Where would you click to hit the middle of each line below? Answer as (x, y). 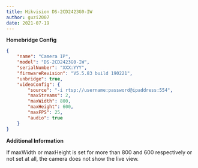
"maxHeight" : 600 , (51, 107)
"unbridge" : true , (40, 79)
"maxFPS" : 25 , (45, 112)
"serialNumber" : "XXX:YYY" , (52, 68)
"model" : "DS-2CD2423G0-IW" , (53, 62)
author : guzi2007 (28, 17)
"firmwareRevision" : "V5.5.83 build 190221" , (75, 73)
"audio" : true (45, 118)
